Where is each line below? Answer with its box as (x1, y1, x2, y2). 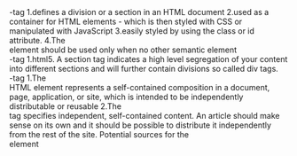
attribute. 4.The (9, 35, 66, 45)
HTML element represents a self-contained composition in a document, (9, 82, 270, 92)
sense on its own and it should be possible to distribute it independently (9, 120, 272, 130)
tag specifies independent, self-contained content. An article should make (9, 111, 280, 121)
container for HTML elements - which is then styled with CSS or (9, 16, 243, 27)
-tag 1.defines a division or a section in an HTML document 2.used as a (9, 7, 270, 17)
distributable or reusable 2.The (9, 101, 122, 112)
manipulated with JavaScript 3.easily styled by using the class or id (9, 26, 255, 36)
